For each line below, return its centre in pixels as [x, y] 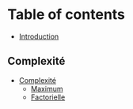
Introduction [39, 36]
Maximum [47, 88]
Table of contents [66, 15]
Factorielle [48, 97]
